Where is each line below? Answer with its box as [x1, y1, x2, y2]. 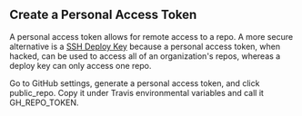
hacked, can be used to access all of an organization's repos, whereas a [9, 50, 281, 62]
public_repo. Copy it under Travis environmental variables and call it [9, 87, 264, 98]
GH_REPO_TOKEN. [9, 97, 79, 108]
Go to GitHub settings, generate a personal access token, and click [9, 77, 260, 89]
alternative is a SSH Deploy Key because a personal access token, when [9, 41, 280, 52]
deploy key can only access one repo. [9, 60, 152, 71]
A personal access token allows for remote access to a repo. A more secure [9, 31, 294, 42]
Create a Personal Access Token [9, 7, 197, 23]
